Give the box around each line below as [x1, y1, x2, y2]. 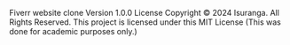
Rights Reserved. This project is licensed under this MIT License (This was [9, 17, 281, 27]
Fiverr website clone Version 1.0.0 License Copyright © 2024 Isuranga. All [9, 8, 279, 18]
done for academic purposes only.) [9, 26, 137, 36]
